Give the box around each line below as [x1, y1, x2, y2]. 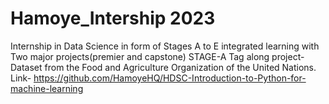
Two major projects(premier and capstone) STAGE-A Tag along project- [10, 50, 305, 62]
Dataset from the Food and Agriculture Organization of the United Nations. [10, 61, 317, 73]
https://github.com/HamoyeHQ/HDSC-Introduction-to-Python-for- [33, 72, 307, 84]
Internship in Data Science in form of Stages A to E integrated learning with [10, 40, 320, 52]
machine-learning [10, 82, 84, 94]
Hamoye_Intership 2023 [10, 7, 216, 30]
